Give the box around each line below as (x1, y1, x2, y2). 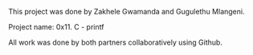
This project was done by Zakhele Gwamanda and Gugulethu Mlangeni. (8, 7, 245, 16)
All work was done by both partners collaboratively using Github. (8, 37, 223, 47)
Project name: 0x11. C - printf (8, 22, 104, 31)
